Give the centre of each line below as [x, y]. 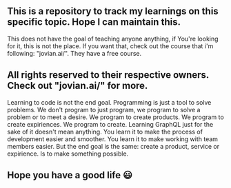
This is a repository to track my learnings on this [113, 11]
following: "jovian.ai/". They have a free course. [74, 53]
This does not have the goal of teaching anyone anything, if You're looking [113, 39]
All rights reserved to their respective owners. [108, 75]
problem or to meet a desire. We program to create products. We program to [115, 117]
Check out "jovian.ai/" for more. [78, 86]
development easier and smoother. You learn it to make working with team [113, 139]
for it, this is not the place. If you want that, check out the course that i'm [110, 46]
